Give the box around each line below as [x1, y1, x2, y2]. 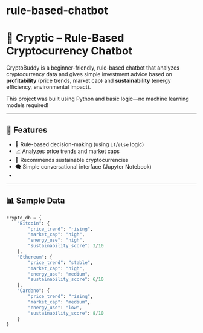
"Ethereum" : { [17, 254, 53, 260]
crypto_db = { [6, 215, 42, 221]
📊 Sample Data [6, 196, 65, 206]
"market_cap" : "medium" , [28, 299, 91, 305]
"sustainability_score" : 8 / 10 [28, 310, 104, 316]
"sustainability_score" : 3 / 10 [28, 243, 104, 249]
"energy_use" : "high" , [28, 237, 85, 244]
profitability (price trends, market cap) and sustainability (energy [6, 77, 171, 85]
